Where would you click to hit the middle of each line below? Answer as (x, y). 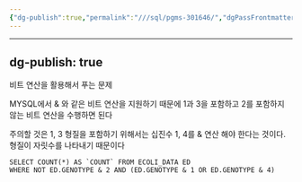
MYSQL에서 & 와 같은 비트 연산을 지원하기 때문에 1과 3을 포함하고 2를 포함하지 (147, 104)
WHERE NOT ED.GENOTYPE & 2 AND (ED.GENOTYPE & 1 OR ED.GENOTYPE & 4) (142, 170)
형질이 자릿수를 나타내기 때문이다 (67, 145)
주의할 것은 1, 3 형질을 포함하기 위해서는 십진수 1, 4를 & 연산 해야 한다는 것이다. (147, 134)
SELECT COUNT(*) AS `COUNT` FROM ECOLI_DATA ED (100, 162)
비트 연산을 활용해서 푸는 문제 (61, 85)
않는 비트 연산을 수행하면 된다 (61, 115)
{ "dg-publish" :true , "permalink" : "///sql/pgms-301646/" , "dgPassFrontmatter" (154, 17)
